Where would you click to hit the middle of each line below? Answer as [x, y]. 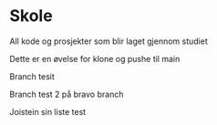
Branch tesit [32, 76]
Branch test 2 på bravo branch [67, 94]
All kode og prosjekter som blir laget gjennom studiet [108, 41]
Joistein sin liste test [48, 111]
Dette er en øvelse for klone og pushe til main [95, 58]
